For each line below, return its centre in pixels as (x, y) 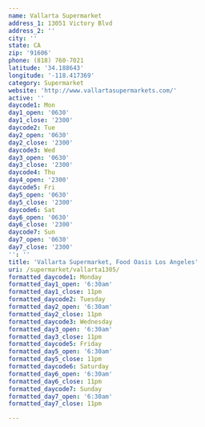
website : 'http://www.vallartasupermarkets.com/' (93, 90)
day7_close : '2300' (41, 247)
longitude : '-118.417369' (51, 75)
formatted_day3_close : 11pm (55, 337)
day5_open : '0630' (39, 195)
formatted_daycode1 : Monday (55, 277)
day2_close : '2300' (41, 142)
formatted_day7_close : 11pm (55, 404)
